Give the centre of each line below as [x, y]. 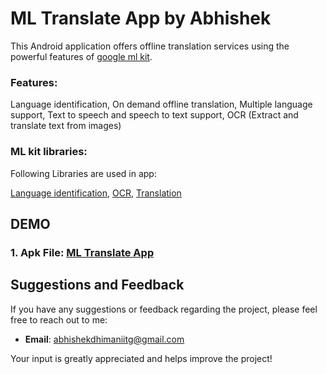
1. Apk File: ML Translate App [82, 252]
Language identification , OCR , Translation [96, 193]
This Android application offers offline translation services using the [150, 46]
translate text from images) [66, 126]
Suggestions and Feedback [97, 285]
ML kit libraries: [49, 152]
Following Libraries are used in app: [83, 173]
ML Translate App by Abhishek [141, 18]
